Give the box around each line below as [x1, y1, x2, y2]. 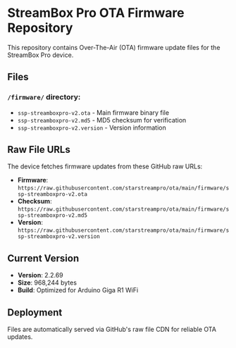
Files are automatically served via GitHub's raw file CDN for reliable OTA [7, 325, 217, 334]
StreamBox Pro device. [7, 51, 74, 59]
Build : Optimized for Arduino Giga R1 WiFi [17, 286, 139, 294]
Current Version [7, 252, 80, 264]
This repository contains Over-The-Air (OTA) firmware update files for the [7, 43, 221, 51]
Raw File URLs [7, 144, 70, 156]
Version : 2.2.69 [17, 271, 63, 280]
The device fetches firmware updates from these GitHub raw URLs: [7, 162, 203, 170]
